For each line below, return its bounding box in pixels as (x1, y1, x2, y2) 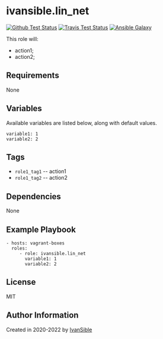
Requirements (6, 70, 59, 81)
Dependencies (6, 192, 61, 202)
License (6, 277, 36, 287)
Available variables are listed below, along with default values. (6, 119, 157, 126)
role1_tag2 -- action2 (14, 174, 68, 181)
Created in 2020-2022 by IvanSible (6, 326, 92, 333)
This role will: (6, 35, 39, 42)
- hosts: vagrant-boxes (6, 240, 65, 246)
